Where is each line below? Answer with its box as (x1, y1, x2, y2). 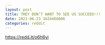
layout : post (5, 7, 32, 12)
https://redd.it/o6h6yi (5, 34, 49, 40)
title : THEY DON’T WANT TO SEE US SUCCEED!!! (5, 12, 101, 17)
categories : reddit (5, 21, 46, 26)
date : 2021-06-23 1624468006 (5, 16, 65, 21)
